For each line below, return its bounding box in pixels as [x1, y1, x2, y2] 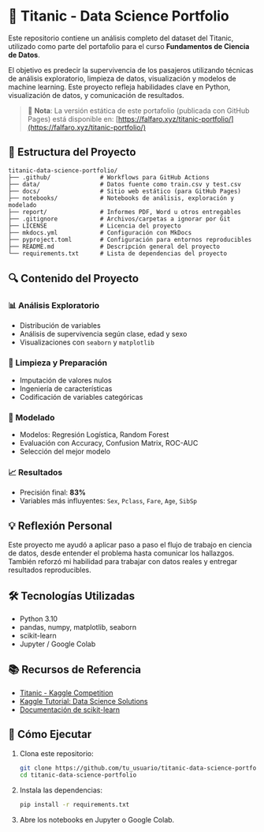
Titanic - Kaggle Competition [19, 687, 113, 698]
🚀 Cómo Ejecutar [8, 728, 92, 741]
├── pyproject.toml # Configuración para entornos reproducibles [8, 235, 252, 243]
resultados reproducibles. [8, 565, 92, 575]
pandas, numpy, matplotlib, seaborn [19, 622, 137, 631]
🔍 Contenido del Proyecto [8, 272, 139, 285]
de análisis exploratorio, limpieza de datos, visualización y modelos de [8, 73, 236, 83]
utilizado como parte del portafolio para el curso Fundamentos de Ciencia [8, 41, 250, 51]
